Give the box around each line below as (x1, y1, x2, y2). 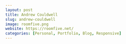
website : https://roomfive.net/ (5, 26, 74, 31)
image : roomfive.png (5, 21, 49, 27)
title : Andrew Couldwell (5, 12, 58, 17)
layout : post (5, 7, 33, 13)
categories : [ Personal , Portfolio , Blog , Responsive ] (5, 31, 122, 36)
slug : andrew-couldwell (5, 17, 56, 22)
